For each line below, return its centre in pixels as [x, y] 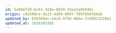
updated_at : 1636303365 [30, 23]
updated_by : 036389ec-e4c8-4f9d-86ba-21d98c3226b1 [58, 18]
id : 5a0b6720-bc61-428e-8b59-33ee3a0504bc [49, 9]
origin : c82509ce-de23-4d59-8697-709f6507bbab [54, 14]
